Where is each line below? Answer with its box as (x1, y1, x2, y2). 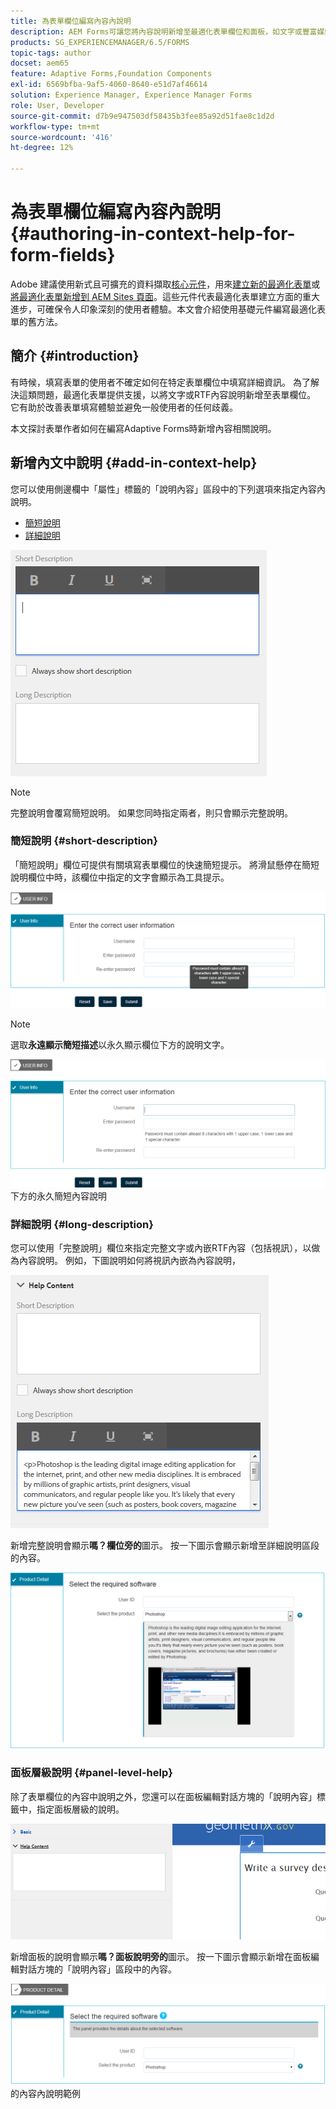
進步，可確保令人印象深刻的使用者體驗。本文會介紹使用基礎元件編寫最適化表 (10, 303, 326, 315)
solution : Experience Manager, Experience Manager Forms (10, 90, 253, 100)
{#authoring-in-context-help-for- (10, 223, 296, 245)
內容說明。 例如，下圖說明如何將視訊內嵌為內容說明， (18, 1254, 241, 1266)
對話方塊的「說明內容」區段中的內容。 (18, 1963, 177, 1975)
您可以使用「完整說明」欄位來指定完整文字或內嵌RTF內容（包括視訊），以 (10, 1241, 312, 1254)
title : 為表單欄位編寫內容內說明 (10, 16, 132, 26)
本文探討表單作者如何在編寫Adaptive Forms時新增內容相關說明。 (10, 422, 277, 434)
